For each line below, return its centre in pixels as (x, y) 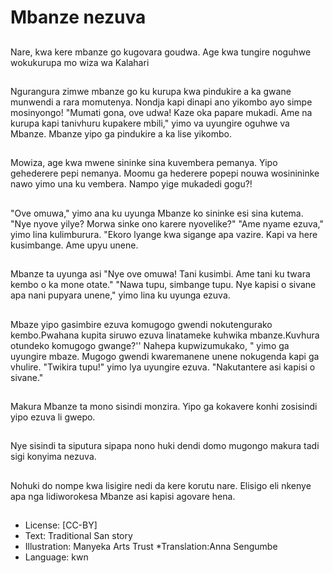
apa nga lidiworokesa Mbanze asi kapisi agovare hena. (123, 496)
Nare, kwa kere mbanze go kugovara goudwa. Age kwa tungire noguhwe (161, 52)
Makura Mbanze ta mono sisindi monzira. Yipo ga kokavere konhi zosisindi (164, 406)
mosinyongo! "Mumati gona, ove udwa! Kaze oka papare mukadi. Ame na (161, 112)
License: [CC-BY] (61, 525)
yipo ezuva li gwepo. (53, 417)
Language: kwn (56, 557)
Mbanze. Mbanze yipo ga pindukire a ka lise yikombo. (121, 133)
